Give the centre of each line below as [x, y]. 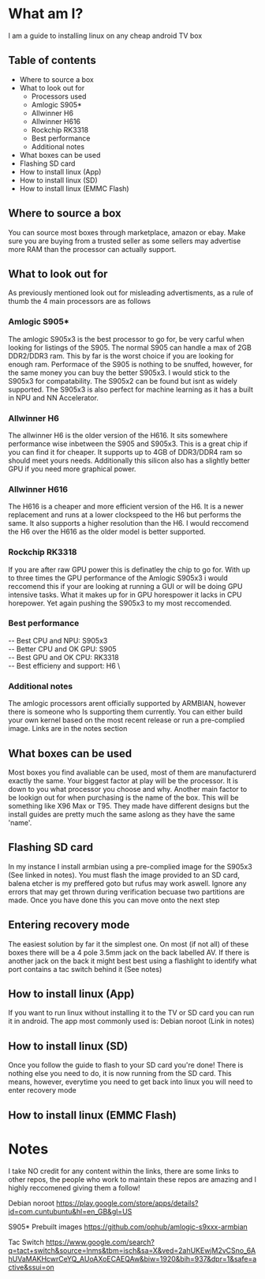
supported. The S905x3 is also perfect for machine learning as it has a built [131, 389]
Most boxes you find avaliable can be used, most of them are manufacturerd [132, 772]
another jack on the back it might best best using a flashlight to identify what [132, 961]
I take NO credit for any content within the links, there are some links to [123, 1171]
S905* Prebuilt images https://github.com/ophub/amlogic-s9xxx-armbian [128, 1226]
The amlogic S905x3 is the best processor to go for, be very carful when [126, 339]
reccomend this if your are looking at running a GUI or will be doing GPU [125, 586]
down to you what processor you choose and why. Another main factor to [128, 789]
